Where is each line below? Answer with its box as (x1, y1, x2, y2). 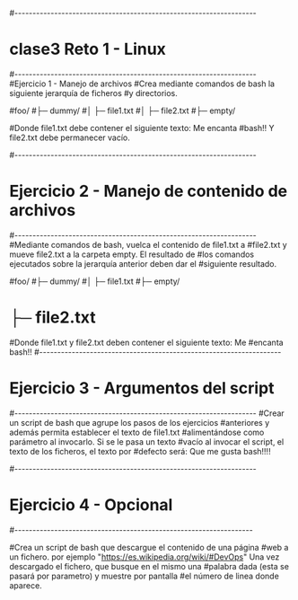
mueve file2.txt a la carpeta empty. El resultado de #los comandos (9, 249, 254, 260)
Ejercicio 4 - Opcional (9, 494, 173, 515)
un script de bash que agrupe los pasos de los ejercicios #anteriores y (9, 417, 270, 428)
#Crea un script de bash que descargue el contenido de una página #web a (9, 542, 289, 552)
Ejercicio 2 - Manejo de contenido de (9, 181, 288, 201)
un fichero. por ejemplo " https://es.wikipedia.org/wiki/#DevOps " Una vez (9, 551, 280, 562)
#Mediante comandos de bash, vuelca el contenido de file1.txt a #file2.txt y (9, 239, 287, 250)
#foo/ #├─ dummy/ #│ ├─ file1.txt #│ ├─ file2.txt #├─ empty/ (9, 105, 236, 116)
